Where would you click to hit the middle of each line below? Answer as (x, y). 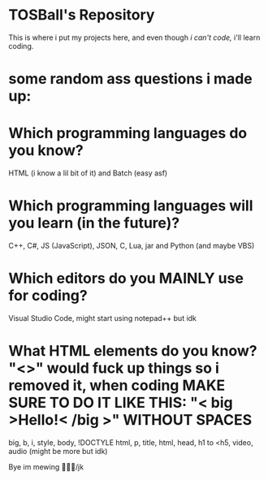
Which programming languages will (131, 206)
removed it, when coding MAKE (117, 385)
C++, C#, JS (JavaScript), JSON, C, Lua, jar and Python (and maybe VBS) (132, 246)
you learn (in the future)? (94, 223)
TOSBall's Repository (82, 15)
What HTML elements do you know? (133, 351)
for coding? (48, 296)
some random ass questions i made (131, 79)
